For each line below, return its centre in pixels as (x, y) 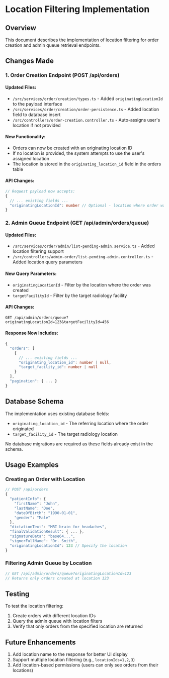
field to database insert (36, 115)
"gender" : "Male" (32, 518)
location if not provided (37, 125)
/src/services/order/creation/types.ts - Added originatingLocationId (88, 99)
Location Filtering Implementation (77, 9)
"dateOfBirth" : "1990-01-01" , (46, 513)
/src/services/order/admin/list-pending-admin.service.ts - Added (83, 246)
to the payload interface (37, 104)
